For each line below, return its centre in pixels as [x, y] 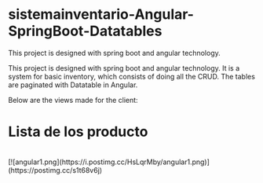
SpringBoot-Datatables [85, 31]
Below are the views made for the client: [73, 100]
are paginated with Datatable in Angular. [73, 85]
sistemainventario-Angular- [101, 15]
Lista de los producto [78, 132]
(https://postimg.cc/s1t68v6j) [55, 170]
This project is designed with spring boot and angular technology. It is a [124, 68]
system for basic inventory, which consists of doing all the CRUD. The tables [131, 76]
